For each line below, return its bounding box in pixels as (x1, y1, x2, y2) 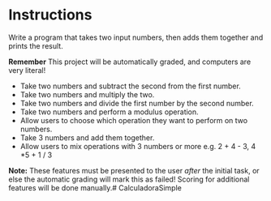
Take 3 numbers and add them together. (19, 132, 155, 143)
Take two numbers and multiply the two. (19, 89, 155, 99)
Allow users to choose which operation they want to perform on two (19, 115, 248, 125)
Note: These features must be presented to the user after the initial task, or (8, 165, 260, 175)
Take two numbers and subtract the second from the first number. (19, 81, 241, 91)
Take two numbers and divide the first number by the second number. (19, 98, 254, 108)
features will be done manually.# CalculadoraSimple (8, 182, 183, 192)
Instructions (8, 6, 92, 24)
